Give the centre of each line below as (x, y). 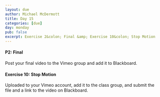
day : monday (17, 28)
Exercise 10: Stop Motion (31, 74)
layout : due (17, 10)
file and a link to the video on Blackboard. (47, 90)
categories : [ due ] (24, 23)
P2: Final (14, 52)
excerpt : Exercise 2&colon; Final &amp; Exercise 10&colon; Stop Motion (80, 37)
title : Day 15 (19, 19)
